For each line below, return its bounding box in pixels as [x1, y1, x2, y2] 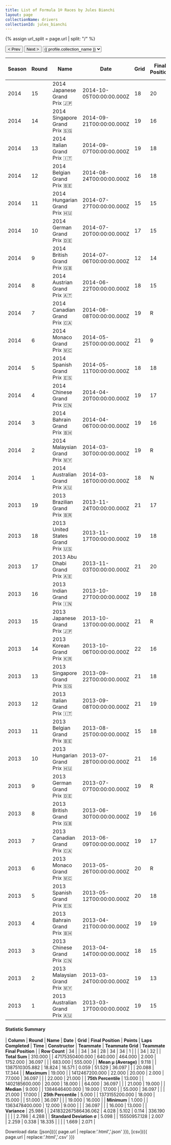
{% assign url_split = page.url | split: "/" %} [5, 36, 96, 42]
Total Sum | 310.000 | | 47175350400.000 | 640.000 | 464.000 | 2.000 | [5, 1054, 156, 1060]
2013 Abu [52, 554, 77, 561]
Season [8, 65, 27, 73]
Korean [52, 642, 70, 649]
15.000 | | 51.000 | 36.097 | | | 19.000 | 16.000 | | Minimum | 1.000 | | [5, 1097, 149, 1103]
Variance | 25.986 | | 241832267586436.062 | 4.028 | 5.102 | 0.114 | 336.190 [5, 1108, 165, 1114]
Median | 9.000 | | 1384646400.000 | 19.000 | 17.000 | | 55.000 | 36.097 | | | [5, 1086, 165, 1092]
